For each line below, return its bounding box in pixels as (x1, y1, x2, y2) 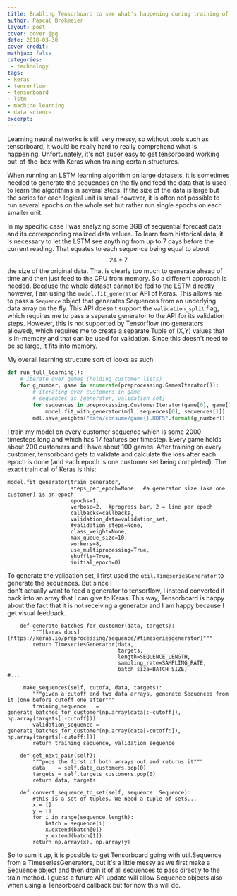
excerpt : (7, 115, 33, 122)
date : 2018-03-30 (7, 37, 59, 44)
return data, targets (32, 777, 97, 784)
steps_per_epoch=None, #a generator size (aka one (70, 485, 226, 492)
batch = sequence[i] (44, 820, 106, 827)
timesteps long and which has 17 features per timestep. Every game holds (7, 435, 222, 443)
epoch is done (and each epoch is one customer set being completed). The (7, 457, 226, 466)
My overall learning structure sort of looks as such (7, 355, 154, 363)
